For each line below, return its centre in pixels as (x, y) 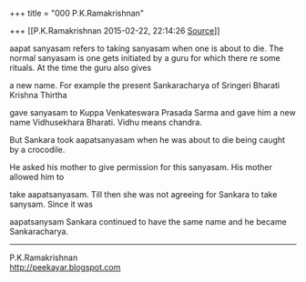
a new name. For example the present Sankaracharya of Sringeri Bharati (145, 85)
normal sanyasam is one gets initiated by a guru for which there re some (145, 58)
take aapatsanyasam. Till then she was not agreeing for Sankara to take (143, 194)
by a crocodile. (37, 150)
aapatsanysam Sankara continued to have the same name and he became (148, 222)
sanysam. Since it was (51, 204)
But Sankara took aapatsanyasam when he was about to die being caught (147, 140)
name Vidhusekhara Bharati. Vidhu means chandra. (106, 122)
